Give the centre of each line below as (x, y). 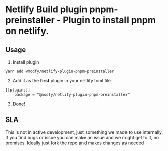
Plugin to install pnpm (109, 20)
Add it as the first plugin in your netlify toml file (62, 81)
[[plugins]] (18, 90)
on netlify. (27, 31)
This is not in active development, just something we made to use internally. (84, 132)
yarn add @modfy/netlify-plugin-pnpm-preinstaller (60, 71)
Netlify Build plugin (46, 9)
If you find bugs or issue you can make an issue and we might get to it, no (82, 137)
